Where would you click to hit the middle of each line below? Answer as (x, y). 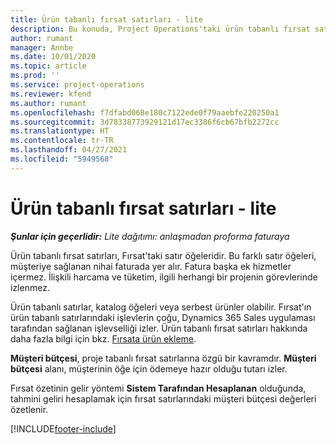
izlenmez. (30, 287)
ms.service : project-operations (77, 85)
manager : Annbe (42, 47)
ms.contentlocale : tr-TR (62, 141)
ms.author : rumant (48, 103)
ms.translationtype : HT (60, 131)
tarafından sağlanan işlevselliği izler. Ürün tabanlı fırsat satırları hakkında (159, 328)
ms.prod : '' (35, 76)
